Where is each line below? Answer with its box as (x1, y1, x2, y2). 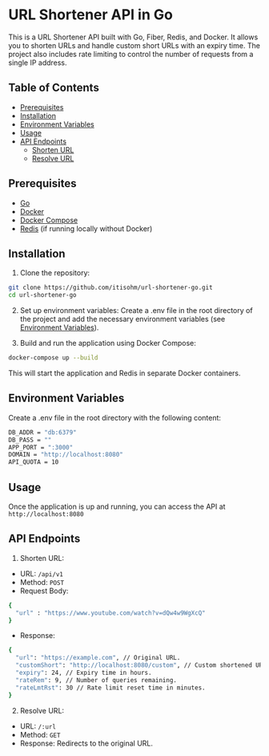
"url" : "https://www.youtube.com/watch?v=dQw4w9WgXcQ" (15, 608, 206, 617)
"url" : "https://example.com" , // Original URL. (15, 654, 181, 662)
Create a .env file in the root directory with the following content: (8, 413, 222, 422)
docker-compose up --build (8, 354, 98, 362)
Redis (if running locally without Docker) (19, 223, 153, 234)
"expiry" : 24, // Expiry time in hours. (15, 669, 152, 677)
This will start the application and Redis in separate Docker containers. (8, 368, 242, 378)
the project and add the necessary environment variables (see (19, 315, 226, 324)
